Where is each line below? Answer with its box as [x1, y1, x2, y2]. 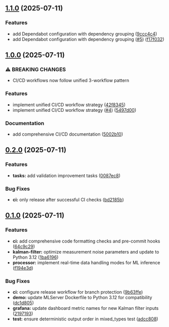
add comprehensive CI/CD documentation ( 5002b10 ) [12, 131, 123, 137]
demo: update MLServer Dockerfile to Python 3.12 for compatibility [12, 294, 153, 300]
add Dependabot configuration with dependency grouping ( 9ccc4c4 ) [12, 30, 157, 37]
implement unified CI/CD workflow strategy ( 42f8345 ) [12, 101, 125, 108]
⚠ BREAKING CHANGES [5, 66, 66, 73]
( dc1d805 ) [12, 300, 34, 306]
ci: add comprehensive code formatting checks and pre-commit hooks [12, 238, 160, 244]
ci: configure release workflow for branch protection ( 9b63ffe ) [12, 289, 143, 295]
